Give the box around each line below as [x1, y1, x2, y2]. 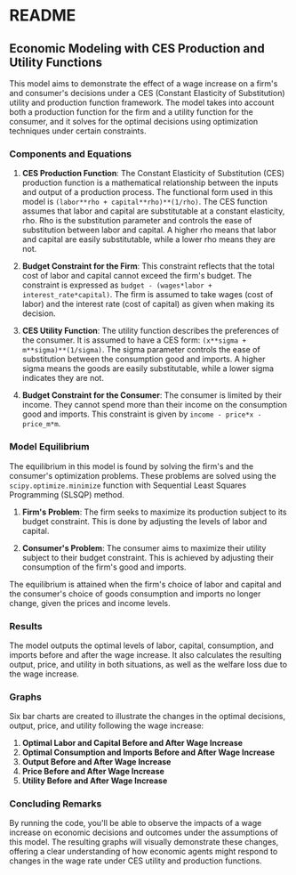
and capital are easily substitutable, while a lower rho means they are [21, 234, 276, 245]
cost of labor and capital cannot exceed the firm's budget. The [21, 271, 252, 281]
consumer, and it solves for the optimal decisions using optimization [9, 117, 259, 126]
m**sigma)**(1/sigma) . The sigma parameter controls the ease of [21, 344, 260, 355]
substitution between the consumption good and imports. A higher [21, 353, 266, 365]
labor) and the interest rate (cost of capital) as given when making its [21, 299, 276, 310]
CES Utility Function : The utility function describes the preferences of [21, 326, 280, 336]
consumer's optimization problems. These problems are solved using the [9, 470, 277, 481]
